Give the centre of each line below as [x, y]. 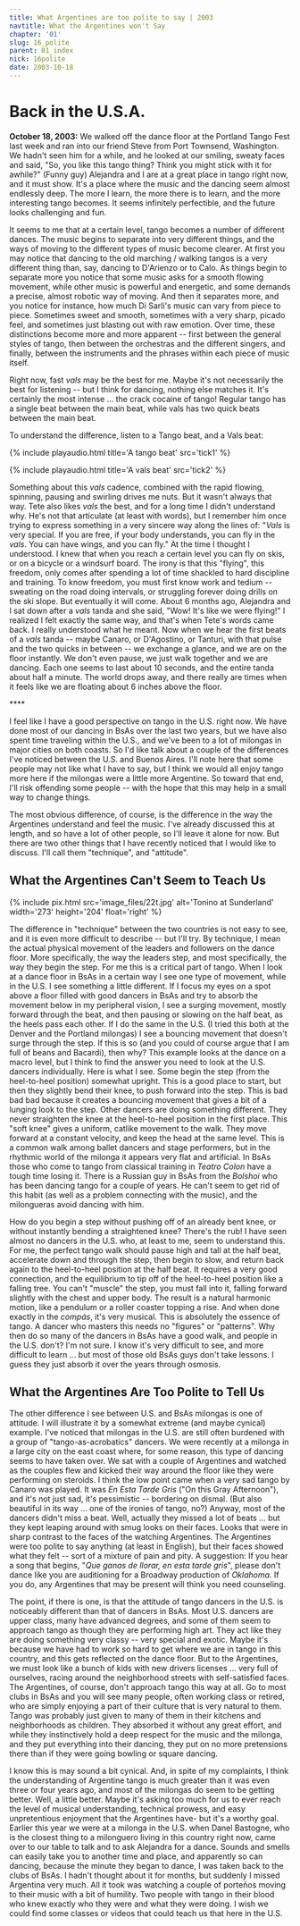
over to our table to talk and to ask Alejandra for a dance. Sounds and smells [150, 1847]
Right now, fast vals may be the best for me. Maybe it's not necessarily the [146, 380]
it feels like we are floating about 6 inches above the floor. [116, 686]
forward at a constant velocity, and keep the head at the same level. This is [147, 1138]
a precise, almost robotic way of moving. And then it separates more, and [144, 296]
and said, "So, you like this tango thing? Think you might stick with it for [141, 164]
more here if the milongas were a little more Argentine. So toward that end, [146, 778]
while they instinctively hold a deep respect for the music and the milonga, [146, 1735]
